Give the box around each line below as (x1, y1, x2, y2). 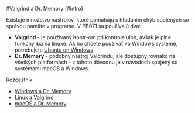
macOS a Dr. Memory (14, 100, 67, 107)
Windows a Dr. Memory (14, 88, 71, 94)
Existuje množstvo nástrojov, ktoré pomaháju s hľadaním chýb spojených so (6, 16, 189, 23)
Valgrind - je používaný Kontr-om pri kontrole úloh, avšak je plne (14, 34, 172, 40)
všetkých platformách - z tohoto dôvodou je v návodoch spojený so (14, 59, 178, 66)
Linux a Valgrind (14, 94, 54, 101)
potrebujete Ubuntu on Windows (14, 46, 94, 53)
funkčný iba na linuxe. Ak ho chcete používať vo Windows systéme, (14, 40, 178, 47)
